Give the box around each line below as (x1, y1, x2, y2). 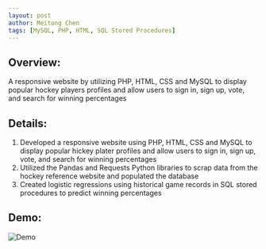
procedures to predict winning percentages (19, 188, 162, 197)
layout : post (8, 11, 52, 20)
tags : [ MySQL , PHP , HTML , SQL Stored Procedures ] (8, 26, 176, 34)
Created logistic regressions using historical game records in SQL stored (19, 180, 257, 189)
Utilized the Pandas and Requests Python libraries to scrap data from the (19, 163, 258, 172)
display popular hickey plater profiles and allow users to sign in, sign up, (19, 146, 256, 155)
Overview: (8, 56, 61, 69)
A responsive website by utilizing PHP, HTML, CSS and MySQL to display (8, 77, 248, 86)
